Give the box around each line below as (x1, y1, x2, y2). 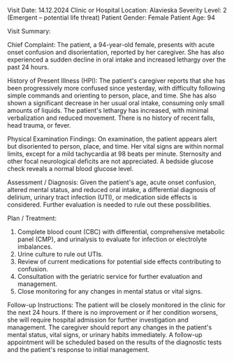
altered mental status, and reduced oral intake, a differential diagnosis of (7, 186, 217, 193)
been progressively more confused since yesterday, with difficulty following (7, 84, 226, 92)
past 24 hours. (7, 63, 50, 71)
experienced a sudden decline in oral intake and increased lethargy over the (7, 55, 226, 64)
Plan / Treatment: (7, 214, 57, 222)
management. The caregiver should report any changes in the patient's (7, 323, 212, 332)
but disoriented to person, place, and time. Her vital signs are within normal (7, 142, 224, 150)
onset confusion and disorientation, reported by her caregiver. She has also (7, 48, 225, 56)
